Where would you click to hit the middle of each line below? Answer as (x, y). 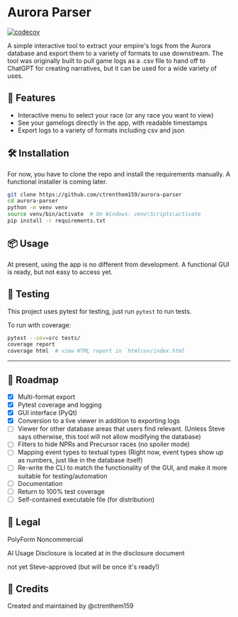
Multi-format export (46, 397)
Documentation (40, 483)
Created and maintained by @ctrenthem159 (70, 606)
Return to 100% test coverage (61, 491)
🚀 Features (32, 98)
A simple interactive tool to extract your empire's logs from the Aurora (109, 45)
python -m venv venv (38, 208)
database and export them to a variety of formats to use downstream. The (115, 53)
